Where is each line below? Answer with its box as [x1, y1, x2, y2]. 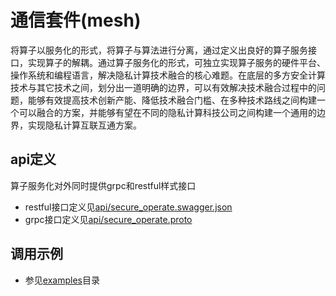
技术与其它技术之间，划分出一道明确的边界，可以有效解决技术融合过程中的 [10, 81, 317, 93]
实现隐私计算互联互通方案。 [27, 119, 142, 131]
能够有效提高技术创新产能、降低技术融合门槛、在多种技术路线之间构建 [27, 94, 317, 106]
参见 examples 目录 [24, 274, 100, 286]
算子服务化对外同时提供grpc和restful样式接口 [10, 179, 197, 191]
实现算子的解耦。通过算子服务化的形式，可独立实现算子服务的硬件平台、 [27, 56, 326, 68]
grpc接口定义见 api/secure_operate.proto [24, 213, 193, 225]
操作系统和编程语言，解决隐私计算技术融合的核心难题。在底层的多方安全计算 [10, 69, 326, 81]
